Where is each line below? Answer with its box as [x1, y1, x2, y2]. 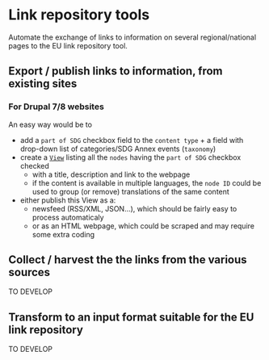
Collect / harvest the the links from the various [8, 253, 248, 267]
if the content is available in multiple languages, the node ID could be [32, 178, 262, 187]
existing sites [8, 77, 78, 90]
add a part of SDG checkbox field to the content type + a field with [19, 135, 244, 144]
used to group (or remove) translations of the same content [32, 186, 230, 196]
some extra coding [32, 229, 95, 239]
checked [19, 161, 50, 170]
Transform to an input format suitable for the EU [8, 310, 254, 324]
